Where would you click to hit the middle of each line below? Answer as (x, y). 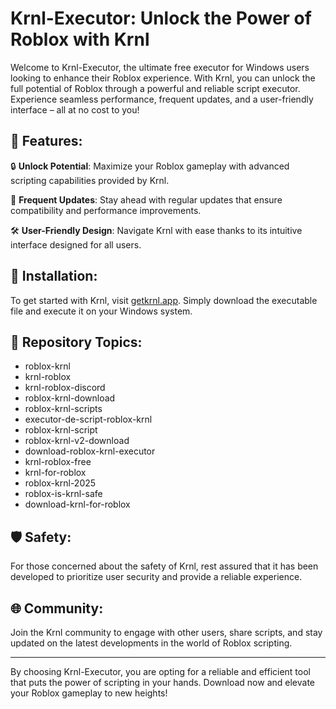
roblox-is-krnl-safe (63, 494)
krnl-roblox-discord (65, 388)
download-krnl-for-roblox (77, 504)
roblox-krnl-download (70, 398)
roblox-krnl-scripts (63, 409)
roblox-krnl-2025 (60, 483)
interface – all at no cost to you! (75, 109)
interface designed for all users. (76, 244)
